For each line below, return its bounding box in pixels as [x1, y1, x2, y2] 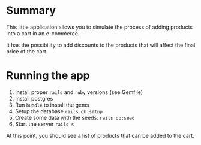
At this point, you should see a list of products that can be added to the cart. [6, 132, 195, 139]
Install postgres [14, 95, 53, 102]
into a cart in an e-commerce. [6, 29, 80, 37]
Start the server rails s [14, 120, 74, 128]
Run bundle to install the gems [14, 101, 89, 108]
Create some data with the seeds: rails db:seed [14, 114, 135, 121]
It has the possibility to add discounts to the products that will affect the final [6, 41, 196, 49]
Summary [6, 4, 56, 17]
